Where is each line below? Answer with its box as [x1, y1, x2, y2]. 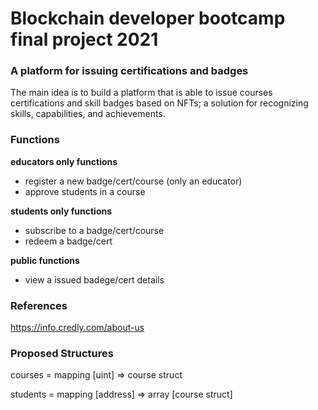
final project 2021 [10, 28, 159, 51]
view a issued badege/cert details [24, 273, 165, 286]
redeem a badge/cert [24, 235, 113, 247]
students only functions [10, 205, 113, 217]
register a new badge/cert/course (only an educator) [24, 175, 243, 187]
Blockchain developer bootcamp [10, 7, 286, 30]
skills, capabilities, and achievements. [10, 108, 166, 120]
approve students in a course [24, 185, 146, 197]
